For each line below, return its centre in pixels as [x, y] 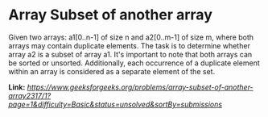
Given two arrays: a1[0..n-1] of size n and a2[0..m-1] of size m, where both [131, 37]
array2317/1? [30, 95]
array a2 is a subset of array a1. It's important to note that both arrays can [130, 54]
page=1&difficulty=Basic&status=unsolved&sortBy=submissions [115, 104]
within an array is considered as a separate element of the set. [112, 71]
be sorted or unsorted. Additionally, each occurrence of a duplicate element [134, 63]
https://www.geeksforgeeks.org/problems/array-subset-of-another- [140, 87]
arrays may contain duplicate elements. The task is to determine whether [130, 45]
